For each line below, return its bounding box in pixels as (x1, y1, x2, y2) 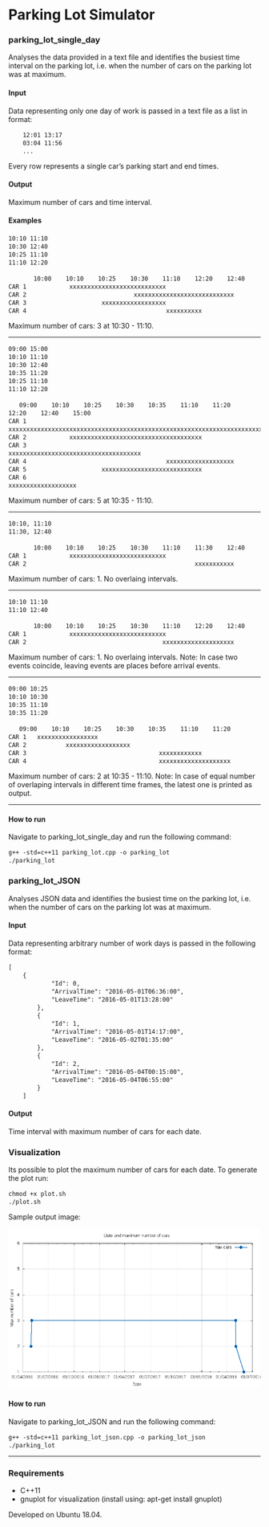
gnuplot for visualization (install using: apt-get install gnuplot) (19, 1494, 223, 1504)
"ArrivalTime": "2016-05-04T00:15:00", (50, 1068, 184, 1076)
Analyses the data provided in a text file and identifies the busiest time (8, 52, 240, 62)
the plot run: (8, 1174, 49, 1183)
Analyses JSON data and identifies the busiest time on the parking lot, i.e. (8, 893, 251, 903)
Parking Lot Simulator (8, 6, 155, 24)
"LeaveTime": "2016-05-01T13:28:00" (50, 995, 174, 1003)
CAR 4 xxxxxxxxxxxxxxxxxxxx (8, 757, 231, 766)
